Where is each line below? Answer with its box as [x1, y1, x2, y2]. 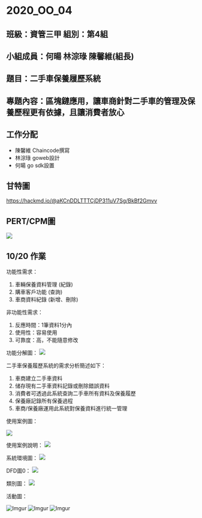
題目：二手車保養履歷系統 [6, 73, 101, 84]
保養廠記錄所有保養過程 [14, 397, 73, 404]
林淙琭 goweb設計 [14, 154, 60, 161]
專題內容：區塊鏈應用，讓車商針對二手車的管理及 [6, 96, 188, 106]
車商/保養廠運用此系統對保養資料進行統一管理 [14, 405, 128, 412]
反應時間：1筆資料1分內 [14, 321, 73, 328]
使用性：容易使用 [14, 329, 58, 336]
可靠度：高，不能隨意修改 [14, 337, 79, 343]
